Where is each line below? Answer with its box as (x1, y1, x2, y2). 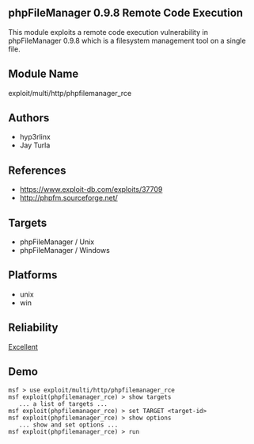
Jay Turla (19, 140, 51, 150)
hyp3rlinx (19, 132, 51, 142)
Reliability (8, 321, 59, 335)
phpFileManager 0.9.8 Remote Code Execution (8, 6, 244, 20)
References (8, 163, 66, 177)
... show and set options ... (18, 420, 119, 429)
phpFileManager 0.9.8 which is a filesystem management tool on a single (8, 36, 247, 45)
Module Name (8, 67, 79, 81)
